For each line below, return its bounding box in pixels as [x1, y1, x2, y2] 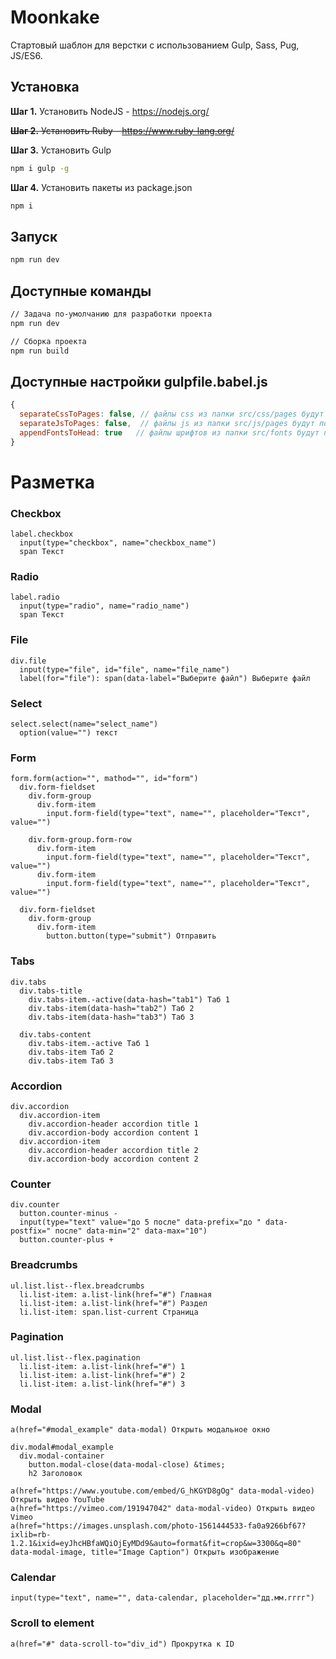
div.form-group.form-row [28, 835, 132, 845]
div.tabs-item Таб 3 [28, 1056, 114, 1066]
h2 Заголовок [28, 1469, 83, 1479]
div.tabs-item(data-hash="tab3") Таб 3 [28, 1012, 195, 1022]
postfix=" [10, 1226, 52, 1236]
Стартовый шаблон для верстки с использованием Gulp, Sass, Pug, [10, 39, 300, 51]
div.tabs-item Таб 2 [28, 1047, 114, 1057]
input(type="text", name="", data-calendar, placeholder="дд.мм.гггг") [10, 1593, 315, 1603]
